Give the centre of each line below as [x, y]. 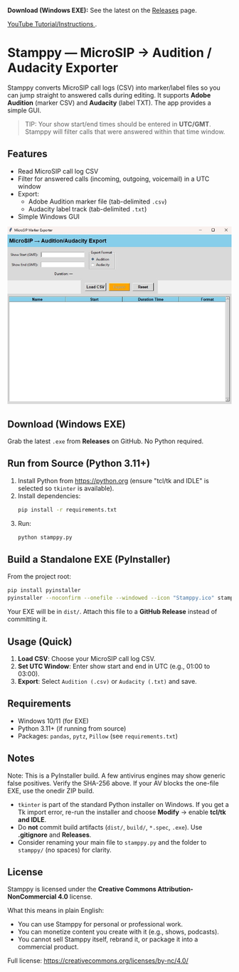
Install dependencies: [49, 496]
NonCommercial [32, 897]
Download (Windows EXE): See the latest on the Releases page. [102, 10]
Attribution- [175, 889]
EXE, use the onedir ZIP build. [51, 791]
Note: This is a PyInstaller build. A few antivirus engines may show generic [117, 776]
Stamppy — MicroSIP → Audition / [110, 53]
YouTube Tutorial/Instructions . [52, 24]
